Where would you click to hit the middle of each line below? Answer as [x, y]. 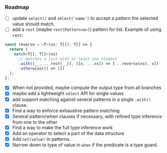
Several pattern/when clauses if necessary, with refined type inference [87, 116]
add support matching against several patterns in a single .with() [81, 99]
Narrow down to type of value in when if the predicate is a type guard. [85, 145]
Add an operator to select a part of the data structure [68, 133]
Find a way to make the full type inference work [62, 127]
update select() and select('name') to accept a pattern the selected [85, 18]
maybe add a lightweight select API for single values [68, 94]
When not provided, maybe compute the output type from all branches [87, 88]
